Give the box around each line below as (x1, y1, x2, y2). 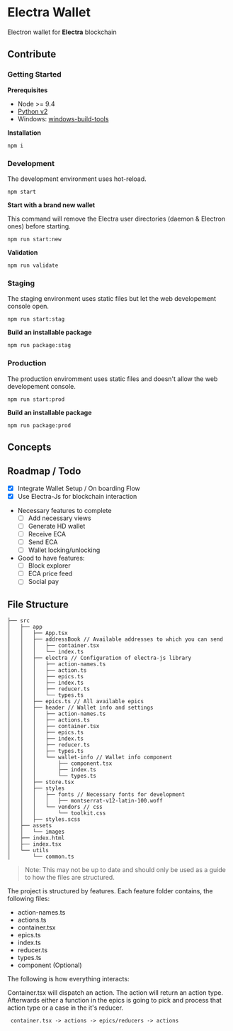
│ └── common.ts (7, 853, 74, 861)
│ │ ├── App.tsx (7, 629, 69, 637)
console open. (7, 302, 50, 311)
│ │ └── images (7, 828, 65, 836)
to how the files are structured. (24, 873, 115, 882)
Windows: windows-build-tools (17, 114, 109, 123)
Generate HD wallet (28, 522, 86, 530)
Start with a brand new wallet (7, 200, 96, 209)
